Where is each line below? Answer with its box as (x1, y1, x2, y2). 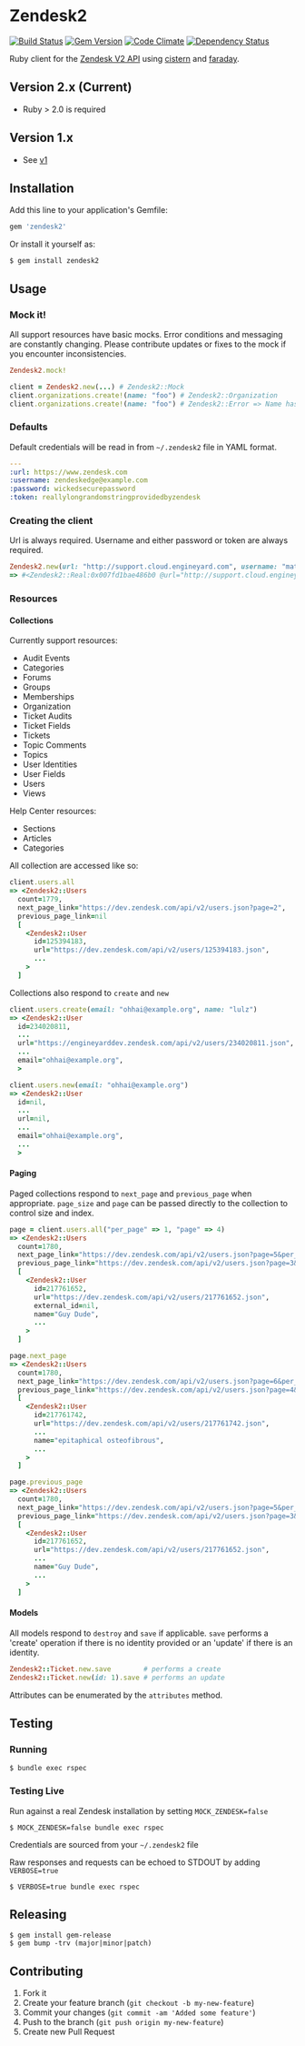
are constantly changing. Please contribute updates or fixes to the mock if (9, 338, 287, 349)
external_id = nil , (33, 1301, 100, 1310)
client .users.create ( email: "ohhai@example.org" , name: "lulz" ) (9, 1004, 258, 1014)
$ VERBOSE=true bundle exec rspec (9, 1882, 141, 1891)
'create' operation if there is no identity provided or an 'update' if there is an (9, 1637, 293, 1648)
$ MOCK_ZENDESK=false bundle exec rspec (9, 1823, 165, 1832)
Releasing (9, 1907, 67, 1922)
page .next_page (9, 1352, 67, 1361)
